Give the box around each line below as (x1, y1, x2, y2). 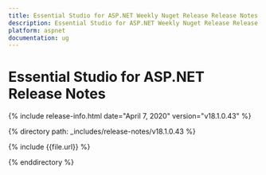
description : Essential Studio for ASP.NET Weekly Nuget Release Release (8, 19, 259, 27)
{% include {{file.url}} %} (8, 142, 91, 152)
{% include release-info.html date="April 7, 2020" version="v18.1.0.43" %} (8, 111, 252, 121)
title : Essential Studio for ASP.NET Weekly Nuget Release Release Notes (8, 11, 259, 20)
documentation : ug (8, 33, 69, 42)
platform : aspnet (8, 26, 66, 34)
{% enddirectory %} (8, 157, 74, 167)
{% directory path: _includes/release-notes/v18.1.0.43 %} (8, 126, 197, 136)
